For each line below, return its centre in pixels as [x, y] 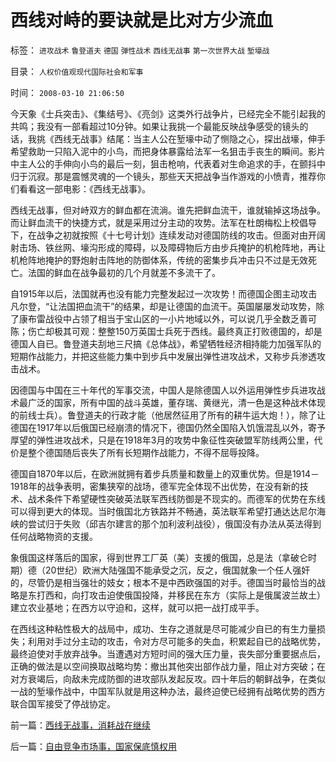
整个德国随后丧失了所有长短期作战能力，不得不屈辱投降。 [146, 452]
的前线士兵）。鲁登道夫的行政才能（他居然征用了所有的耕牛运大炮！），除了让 [168, 415]
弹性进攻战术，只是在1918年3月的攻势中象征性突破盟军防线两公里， [175, 440]
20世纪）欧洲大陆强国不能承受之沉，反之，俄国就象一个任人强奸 [177, 570]
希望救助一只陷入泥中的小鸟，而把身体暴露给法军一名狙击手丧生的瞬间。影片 [168, 151]
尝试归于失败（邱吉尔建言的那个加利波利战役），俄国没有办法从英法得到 [174, 523]
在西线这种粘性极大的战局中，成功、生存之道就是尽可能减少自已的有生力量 [163, 628]
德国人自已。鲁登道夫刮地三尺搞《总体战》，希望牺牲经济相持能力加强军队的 [166, 343]
